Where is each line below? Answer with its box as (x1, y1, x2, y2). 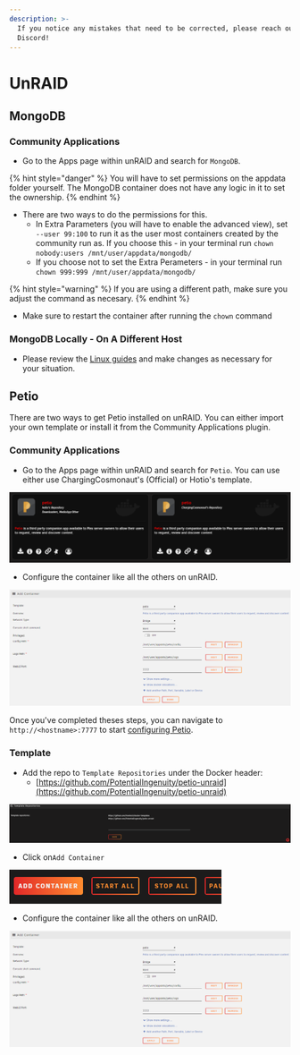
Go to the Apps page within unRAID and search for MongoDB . (21, 156, 241, 166)
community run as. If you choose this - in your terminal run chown (35, 238, 274, 249)
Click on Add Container (21, 851, 105, 863)
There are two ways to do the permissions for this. (21, 209, 208, 220)
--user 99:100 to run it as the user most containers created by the (35, 228, 279, 239)
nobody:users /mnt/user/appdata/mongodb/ (35, 249, 192, 259)
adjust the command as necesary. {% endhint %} (9, 294, 190, 304)
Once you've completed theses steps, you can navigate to (9, 715, 223, 726)
